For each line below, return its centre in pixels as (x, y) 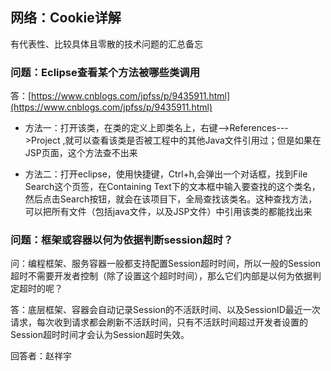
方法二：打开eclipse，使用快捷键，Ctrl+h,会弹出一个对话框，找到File (166, 174)
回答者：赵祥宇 (41, 356)
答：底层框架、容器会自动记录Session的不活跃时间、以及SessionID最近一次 (165, 310)
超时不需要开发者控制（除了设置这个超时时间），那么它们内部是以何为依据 (161, 276)
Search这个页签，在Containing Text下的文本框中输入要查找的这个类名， (172, 187)
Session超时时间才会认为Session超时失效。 (100, 335)
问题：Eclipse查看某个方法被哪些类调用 (105, 72)
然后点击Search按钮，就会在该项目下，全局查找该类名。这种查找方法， (171, 199)
